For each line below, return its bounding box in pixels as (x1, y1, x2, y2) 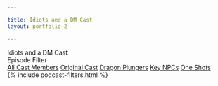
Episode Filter (7, 55, 47, 64)
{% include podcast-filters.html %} (7, 71, 108, 79)
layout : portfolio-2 (7, 22, 68, 30)
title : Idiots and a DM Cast (7, 16, 93, 23)
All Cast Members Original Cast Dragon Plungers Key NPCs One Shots (7, 63, 211, 71)
